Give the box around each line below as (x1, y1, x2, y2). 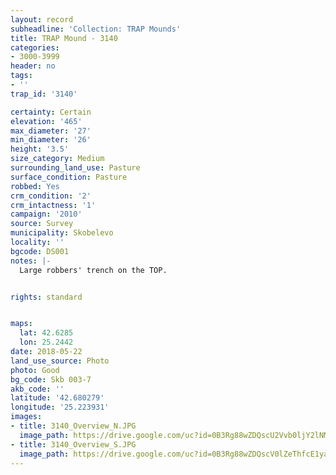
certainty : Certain (10, 107, 92, 117)
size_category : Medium (10, 154, 105, 164)
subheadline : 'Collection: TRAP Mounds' (10, 24, 182, 34)
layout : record (10, 14, 74, 25)
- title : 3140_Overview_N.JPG (10, 421, 137, 431)
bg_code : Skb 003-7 (10, 374, 92, 385)
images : (10, 412, 43, 422)
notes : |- (10, 256, 52, 266)
